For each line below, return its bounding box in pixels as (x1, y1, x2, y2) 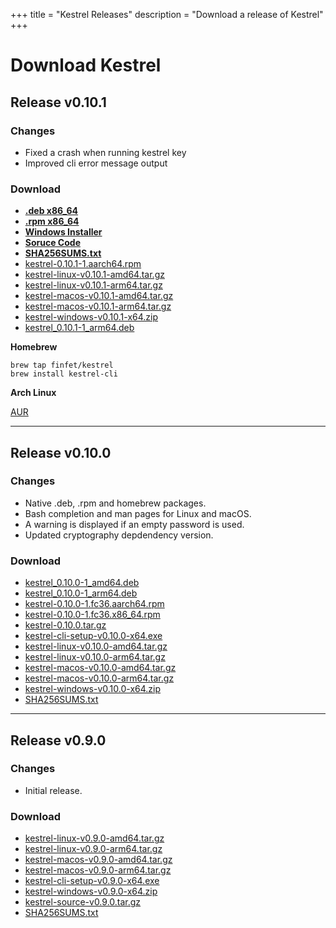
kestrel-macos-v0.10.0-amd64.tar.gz (24, 662, 177, 674)
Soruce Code (24, 237, 81, 249)
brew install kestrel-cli (10, 369, 118, 379)
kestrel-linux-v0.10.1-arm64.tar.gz (24, 279, 163, 291)
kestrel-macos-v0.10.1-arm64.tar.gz (24, 300, 172, 313)
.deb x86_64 (24, 205, 79, 217)
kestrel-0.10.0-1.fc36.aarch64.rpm (24, 598, 165, 610)
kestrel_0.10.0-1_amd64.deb (24, 577, 140, 589)
